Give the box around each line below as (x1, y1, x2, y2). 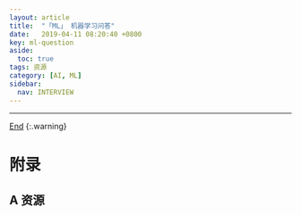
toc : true (17, 54, 54, 63)
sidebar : (9, 79, 42, 88)
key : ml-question (9, 37, 74, 47)
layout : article (9, 12, 70, 22)
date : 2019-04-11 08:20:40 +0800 (9, 29, 142, 38)
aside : (9, 46, 34, 55)
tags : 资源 (9, 63, 47, 72)
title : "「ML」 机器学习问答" (9, 21, 116, 30)
